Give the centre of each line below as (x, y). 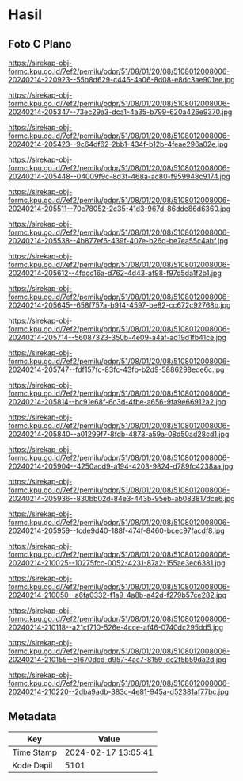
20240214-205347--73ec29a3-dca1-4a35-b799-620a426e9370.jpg (120, 112)
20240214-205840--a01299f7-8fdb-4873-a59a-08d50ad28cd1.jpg (119, 434)
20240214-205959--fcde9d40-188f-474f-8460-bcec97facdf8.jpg (116, 530)
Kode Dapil (32, 765)
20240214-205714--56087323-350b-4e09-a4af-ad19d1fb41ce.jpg (118, 337)
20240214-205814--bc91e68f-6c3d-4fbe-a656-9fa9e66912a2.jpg (117, 402)
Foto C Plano (40, 44)
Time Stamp (35, 752)
